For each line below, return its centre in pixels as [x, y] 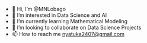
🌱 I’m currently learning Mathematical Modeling [70, 21]
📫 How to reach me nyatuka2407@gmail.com [68, 34]
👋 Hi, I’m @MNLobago [39, 9]
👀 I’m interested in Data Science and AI [59, 15]
